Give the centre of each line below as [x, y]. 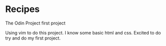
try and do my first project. [33, 38]
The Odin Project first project [35, 23]
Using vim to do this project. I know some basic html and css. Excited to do [83, 32]
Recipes [22, 9]
